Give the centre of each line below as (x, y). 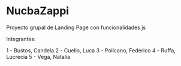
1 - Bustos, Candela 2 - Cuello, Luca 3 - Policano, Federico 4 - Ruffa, (91, 50)
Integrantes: (21, 39)
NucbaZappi (38, 11)
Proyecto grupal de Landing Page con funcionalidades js (76, 27)
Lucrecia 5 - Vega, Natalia (38, 56)
